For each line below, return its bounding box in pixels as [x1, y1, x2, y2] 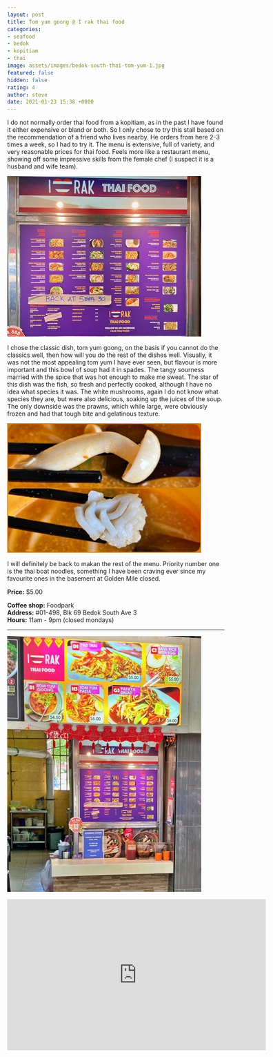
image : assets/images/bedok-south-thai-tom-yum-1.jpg [7, 62, 165, 69]
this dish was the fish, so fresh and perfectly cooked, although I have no [7, 380, 212, 389]
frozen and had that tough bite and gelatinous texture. [7, 409, 161, 418]
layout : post [7, 11, 45, 18]
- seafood [7, 33, 36, 40]
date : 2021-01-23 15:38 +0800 [7, 99, 94, 106]
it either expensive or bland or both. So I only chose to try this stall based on [7, 126, 224, 134]
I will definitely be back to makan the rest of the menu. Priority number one [7, 560, 220, 568]
